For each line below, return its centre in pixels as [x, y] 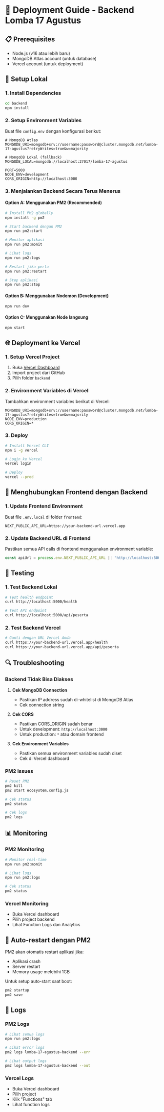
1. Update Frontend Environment [44, 506]
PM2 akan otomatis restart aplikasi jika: [44, 952]
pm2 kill [14, 786]
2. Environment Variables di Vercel [47, 391]
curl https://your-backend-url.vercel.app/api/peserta [62, 647]
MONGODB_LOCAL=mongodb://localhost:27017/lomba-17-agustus [66, 161]
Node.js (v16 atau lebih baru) [41, 53]
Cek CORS [23, 714]
